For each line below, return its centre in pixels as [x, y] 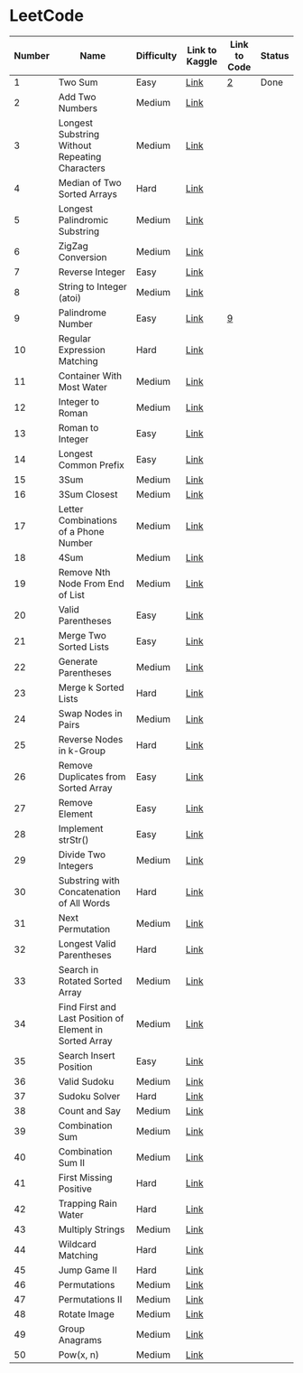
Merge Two [82, 635]
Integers [76, 865]
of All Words [84, 902]
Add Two [77, 97]
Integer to [79, 401]
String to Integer [93, 286]
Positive [75, 1189]
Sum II [72, 1163]
